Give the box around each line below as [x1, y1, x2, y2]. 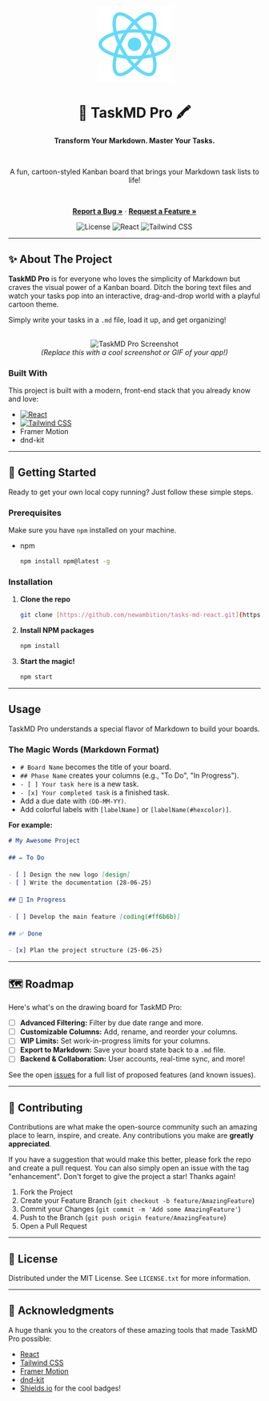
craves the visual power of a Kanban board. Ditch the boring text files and [8, 282, 252, 292]
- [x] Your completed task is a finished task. [19, 787, 170, 798]
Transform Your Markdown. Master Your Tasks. [54, 135, 215, 145]
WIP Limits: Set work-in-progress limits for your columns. [19, 1036, 211, 1046]
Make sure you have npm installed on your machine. [8, 525, 177, 535]
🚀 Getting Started [8, 466, 97, 480]
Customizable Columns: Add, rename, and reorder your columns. [19, 1027, 238, 1037]
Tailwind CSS [19, 1358, 64, 1367]
